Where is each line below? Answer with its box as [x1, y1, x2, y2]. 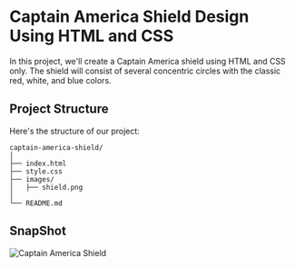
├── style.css [9, 166, 64, 176]
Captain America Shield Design [9, 6, 250, 27]
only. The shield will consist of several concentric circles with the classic [9, 65, 281, 76]
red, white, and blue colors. [9, 74, 112, 85]
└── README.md [9, 198, 64, 208]
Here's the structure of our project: [9, 125, 141, 136]
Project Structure [9, 102, 109, 117]
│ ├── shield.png [9, 183, 84, 192]
